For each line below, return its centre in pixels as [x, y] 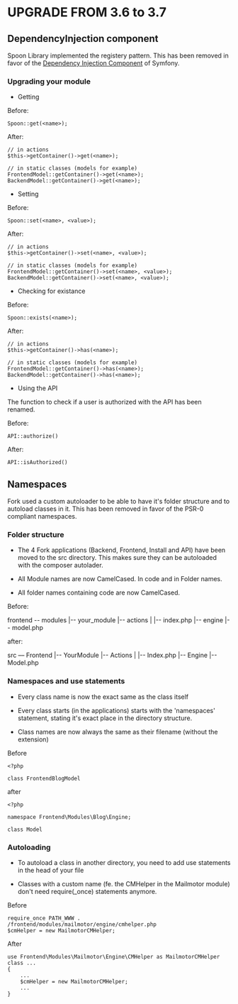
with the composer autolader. [61, 566]
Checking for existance [51, 291]
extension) [33, 739]
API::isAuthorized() [38, 463]
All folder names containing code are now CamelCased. [99, 592]
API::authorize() [33, 436]
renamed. [21, 409]
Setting [28, 194]
